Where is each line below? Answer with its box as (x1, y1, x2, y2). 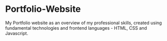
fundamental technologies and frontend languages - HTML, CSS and (5, 25, 147, 31)
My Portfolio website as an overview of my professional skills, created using (5, 20, 162, 26)
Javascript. (5, 30, 29, 36)
